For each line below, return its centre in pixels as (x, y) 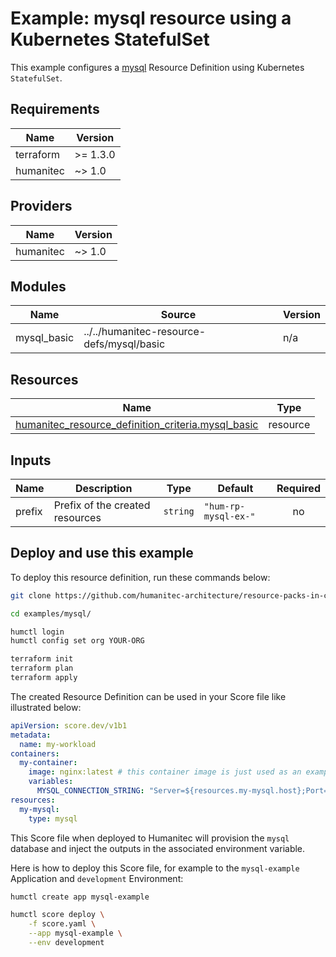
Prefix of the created (102, 505)
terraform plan (42, 668)
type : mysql (53, 818)
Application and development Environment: (97, 878)
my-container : (48, 763)
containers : (35, 753)
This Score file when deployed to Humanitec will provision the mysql (150, 838)
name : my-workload (58, 744)
